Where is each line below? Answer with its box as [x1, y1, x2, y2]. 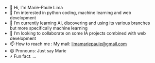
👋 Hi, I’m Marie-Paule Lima [9, 5, 63, 10]
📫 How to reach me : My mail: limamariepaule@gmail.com [9, 41, 127, 47]
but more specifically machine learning [9, 25, 88, 31]
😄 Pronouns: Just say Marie [9, 48, 67, 53]
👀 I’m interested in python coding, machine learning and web [9, 10, 132, 16]
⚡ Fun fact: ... [9, 53, 36, 59]
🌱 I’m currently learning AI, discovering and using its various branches [9, 20, 150, 26]
